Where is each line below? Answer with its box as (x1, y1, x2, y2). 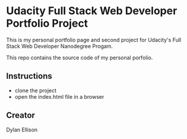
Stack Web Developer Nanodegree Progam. (6, 43, 113, 50)
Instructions (6, 71, 52, 81)
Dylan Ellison (6, 126, 38, 133)
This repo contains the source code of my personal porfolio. (6, 54, 153, 61)
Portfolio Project (6, 17, 88, 30)
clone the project (14, 87, 57, 94)
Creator (6, 111, 36, 121)
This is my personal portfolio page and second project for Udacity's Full (6, 36, 182, 43)
